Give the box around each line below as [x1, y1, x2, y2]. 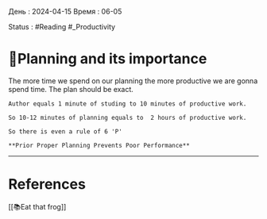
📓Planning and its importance [8, 50, 207, 68]
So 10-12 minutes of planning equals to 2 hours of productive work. [8, 113, 247, 121]
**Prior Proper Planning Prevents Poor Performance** [8, 141, 191, 149]
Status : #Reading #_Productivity [8, 22, 116, 31]
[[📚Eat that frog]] [8, 202, 67, 211]
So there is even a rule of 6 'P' [8, 127, 123, 136]
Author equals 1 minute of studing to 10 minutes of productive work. [8, 99, 247, 108]
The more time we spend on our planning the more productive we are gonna [8, 75, 258, 86]
